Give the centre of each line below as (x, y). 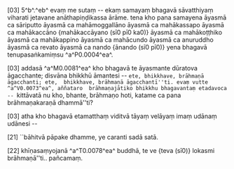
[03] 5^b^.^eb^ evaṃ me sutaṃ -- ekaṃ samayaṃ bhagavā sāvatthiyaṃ (110, 10)
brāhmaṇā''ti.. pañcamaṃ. (45, 158)
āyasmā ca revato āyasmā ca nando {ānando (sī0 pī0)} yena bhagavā (108, 47)
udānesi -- (22, 124)
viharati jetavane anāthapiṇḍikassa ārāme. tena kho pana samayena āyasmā (117, 17)
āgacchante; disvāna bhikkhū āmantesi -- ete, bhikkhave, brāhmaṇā (106, 75)
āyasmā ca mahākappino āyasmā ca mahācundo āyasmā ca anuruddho (110, 40)
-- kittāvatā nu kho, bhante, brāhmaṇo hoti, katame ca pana (94, 95)
